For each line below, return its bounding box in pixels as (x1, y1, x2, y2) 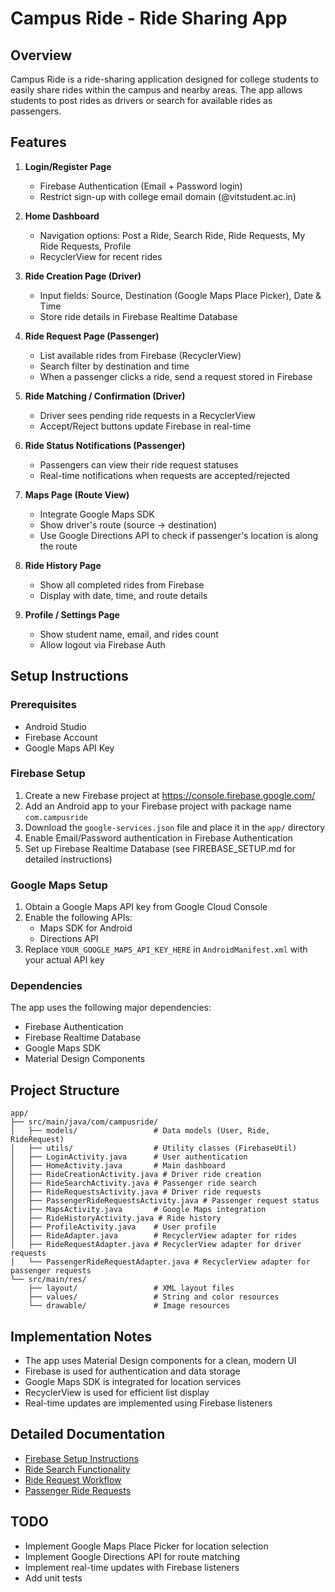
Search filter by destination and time (39, 360, 190, 372)
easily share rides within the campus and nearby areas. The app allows (10, 84, 303, 96)
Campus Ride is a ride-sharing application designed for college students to (10, 73, 319, 85)
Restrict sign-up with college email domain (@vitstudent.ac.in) (39, 190, 297, 202)
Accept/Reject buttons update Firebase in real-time (39, 420, 252, 432)
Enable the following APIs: (24, 912, 133, 924)
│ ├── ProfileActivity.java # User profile (10, 1222, 217, 1232)
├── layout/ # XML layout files (28, 1283, 235, 1294)
